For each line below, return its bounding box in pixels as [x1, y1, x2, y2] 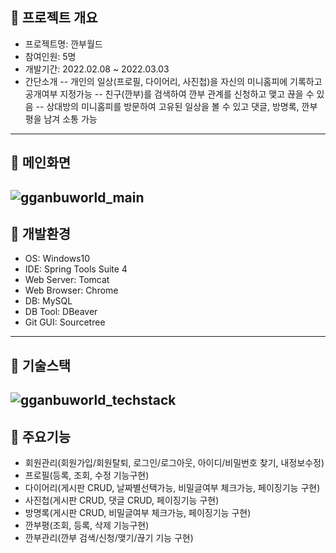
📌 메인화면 [10, 154, 72, 172]
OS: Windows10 [24, 253, 90, 265]
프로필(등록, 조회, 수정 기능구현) [24, 469, 150, 481]
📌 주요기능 [10, 428, 72, 445]
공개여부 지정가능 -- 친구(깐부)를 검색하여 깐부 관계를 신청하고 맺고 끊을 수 [24, 88, 315, 100]
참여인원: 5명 [24, 50, 77, 62]
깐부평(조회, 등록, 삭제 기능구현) [24, 519, 150, 531]
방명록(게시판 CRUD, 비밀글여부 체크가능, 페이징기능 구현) [24, 507, 252, 518]
